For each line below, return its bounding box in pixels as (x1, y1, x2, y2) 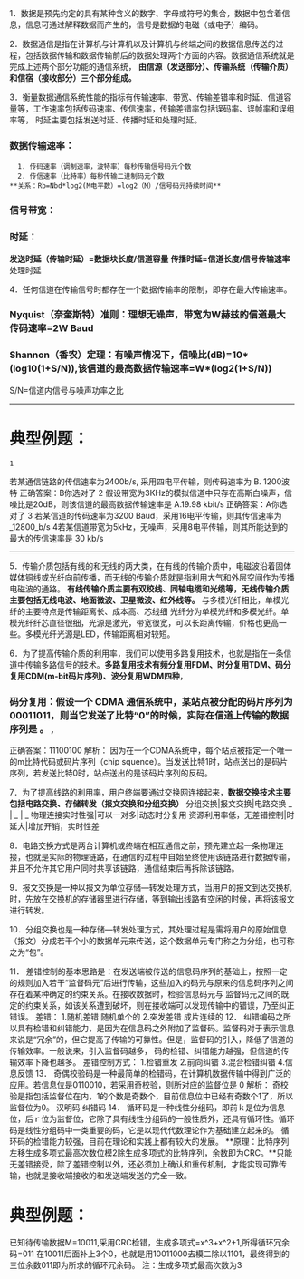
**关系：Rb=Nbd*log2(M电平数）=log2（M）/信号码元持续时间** (9, 181, 222, 190)
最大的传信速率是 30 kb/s (9, 532, 104, 543)
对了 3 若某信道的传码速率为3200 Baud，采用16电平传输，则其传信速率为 (9, 510, 282, 521)
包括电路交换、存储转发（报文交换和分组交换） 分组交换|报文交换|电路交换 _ (9, 797, 292, 809)
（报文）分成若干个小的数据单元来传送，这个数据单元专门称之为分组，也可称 (9, 935, 295, 946)
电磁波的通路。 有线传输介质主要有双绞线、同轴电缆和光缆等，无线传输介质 (9, 583, 290, 594)
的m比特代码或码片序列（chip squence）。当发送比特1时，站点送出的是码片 (9, 756, 288, 766)
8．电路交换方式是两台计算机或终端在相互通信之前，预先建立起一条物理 (9, 840, 276, 851)
